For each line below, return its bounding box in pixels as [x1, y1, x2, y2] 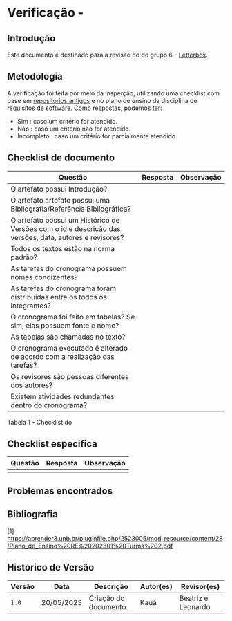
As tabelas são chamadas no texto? [10, 332, 126, 342]
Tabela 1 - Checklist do [7, 418, 72, 426]
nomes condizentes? [10, 272, 78, 281]
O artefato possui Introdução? [10, 184, 108, 194]
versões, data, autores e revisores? [10, 232, 124, 242]
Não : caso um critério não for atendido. [17, 124, 131, 133]
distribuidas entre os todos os [10, 292, 107, 302]
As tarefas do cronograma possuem [10, 263, 127, 273]
